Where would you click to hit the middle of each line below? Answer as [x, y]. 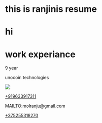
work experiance [40, 54]
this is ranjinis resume [51, 9]
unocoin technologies [27, 78]
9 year [12, 68]
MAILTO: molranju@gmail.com [35, 106]
